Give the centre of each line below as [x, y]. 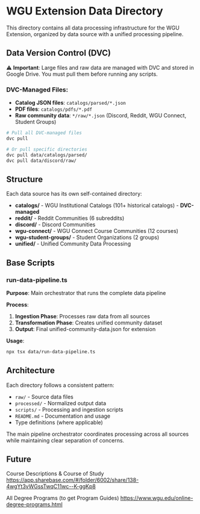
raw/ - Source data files [44, 397]
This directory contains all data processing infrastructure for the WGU [93, 28]
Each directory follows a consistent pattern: [60, 385]
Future [19, 459]
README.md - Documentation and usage [63, 416]
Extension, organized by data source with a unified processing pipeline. [95, 34]
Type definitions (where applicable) [59, 422]
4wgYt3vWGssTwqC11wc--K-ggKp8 [51, 486]
